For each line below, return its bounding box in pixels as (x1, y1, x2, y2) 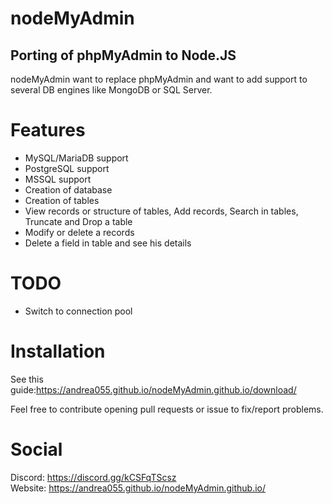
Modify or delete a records (24, 226, 135, 238)
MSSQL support (24, 173, 92, 185)
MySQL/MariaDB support (24, 152, 129, 164)
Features (10, 119, 86, 142)
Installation (10, 340, 106, 363)
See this (10, 373, 44, 385)
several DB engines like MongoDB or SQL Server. (10, 84, 213, 96)
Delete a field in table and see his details (24, 237, 192, 249)
